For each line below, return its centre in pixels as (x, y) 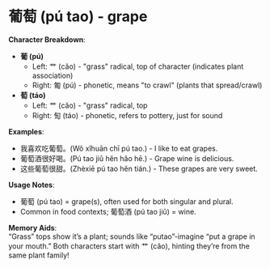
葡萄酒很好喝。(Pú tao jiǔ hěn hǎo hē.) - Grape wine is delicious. (127, 158)
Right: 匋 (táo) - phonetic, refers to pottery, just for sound (127, 115)
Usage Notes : (32, 185)
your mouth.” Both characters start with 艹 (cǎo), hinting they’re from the (129, 246)
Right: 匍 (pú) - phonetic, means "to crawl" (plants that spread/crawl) (147, 85)
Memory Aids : (33, 228)
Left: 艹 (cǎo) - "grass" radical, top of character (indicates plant (138, 66)
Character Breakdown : (47, 39)
